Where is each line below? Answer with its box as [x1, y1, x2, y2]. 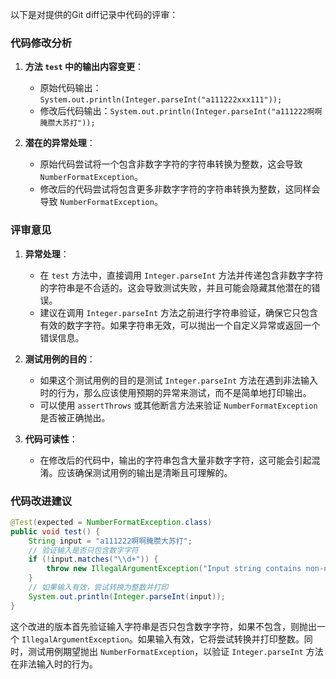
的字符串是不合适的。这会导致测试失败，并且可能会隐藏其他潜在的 [39, 281, 312, 293]
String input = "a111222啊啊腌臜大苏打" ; [28, 536, 193, 546]
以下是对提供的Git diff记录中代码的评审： [10, 9, 179, 20]
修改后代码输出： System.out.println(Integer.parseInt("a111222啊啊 [39, 105, 323, 117]
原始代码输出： [39, 82, 102, 94]
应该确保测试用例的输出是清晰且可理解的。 [57, 466, 233, 478]
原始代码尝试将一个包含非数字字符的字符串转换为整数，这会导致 [39, 158, 303, 170]
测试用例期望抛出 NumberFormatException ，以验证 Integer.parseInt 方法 [27, 645, 324, 657]
